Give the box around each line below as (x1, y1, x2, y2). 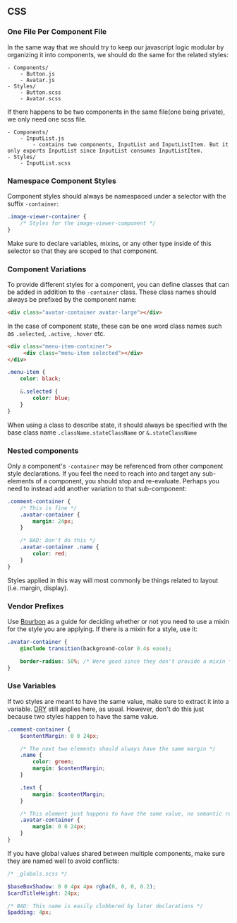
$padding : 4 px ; (7, 909, 52, 916)
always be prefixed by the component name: (7, 295, 138, 303)
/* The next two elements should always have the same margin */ (20, 745, 217, 752)
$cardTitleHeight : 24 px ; (7, 890, 80, 897)
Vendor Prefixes (7, 601, 64, 611)
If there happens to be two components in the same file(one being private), (7, 107, 226, 116)
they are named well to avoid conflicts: (7, 857, 120, 865)
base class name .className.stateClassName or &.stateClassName (7, 428, 197, 437)
